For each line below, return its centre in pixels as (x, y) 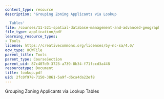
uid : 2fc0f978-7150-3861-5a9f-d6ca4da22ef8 (50, 78)
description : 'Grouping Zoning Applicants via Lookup (61, 14)
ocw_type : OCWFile (24, 50)
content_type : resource (29, 10)
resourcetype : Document (29, 68)
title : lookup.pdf (24, 73)
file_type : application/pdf (34, 32)
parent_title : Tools (26, 55)
